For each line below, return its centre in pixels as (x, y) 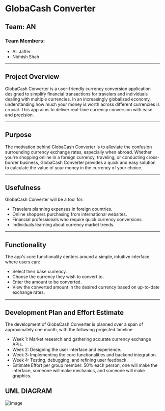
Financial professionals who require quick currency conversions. (78, 220)
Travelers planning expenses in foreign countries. (62, 209)
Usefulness (23, 188)
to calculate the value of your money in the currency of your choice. (74, 167)
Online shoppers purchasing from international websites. (69, 214)
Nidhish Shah (26, 57)
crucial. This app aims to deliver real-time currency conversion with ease (79, 109)
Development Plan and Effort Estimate (65, 312)
